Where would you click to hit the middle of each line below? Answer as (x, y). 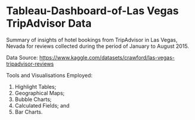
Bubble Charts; (33, 99)
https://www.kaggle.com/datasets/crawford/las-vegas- (107, 57)
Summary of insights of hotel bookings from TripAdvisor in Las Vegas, (92, 40)
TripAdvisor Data (49, 23)
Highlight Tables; (35, 86)
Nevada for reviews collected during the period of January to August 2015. (97, 46)
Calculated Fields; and (42, 105)
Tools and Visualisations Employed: (49, 75)
